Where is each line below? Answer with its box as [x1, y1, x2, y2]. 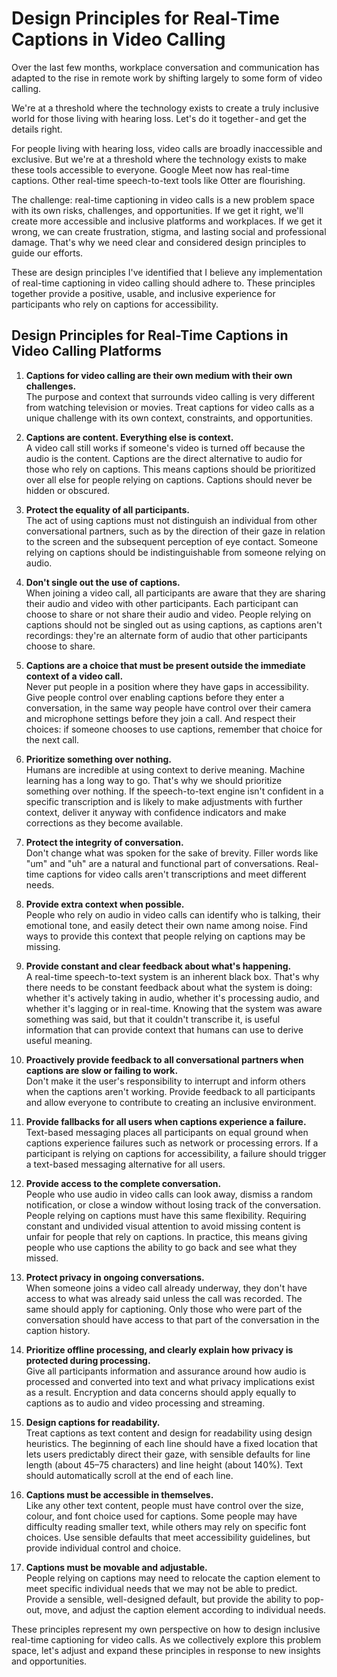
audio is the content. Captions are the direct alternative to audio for [25, 452, 303, 464]
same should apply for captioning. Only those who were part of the [25, 1303, 303, 1315]
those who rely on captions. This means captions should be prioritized [25, 463, 316, 475]
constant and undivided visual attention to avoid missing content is [25, 1220, 301, 1232]
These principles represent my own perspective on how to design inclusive [11, 1623, 321, 1635]
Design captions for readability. [25, 1416, 161, 1428]
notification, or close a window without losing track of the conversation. [25, 1198, 321, 1211]
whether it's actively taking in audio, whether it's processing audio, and [25, 992, 320, 1004]
